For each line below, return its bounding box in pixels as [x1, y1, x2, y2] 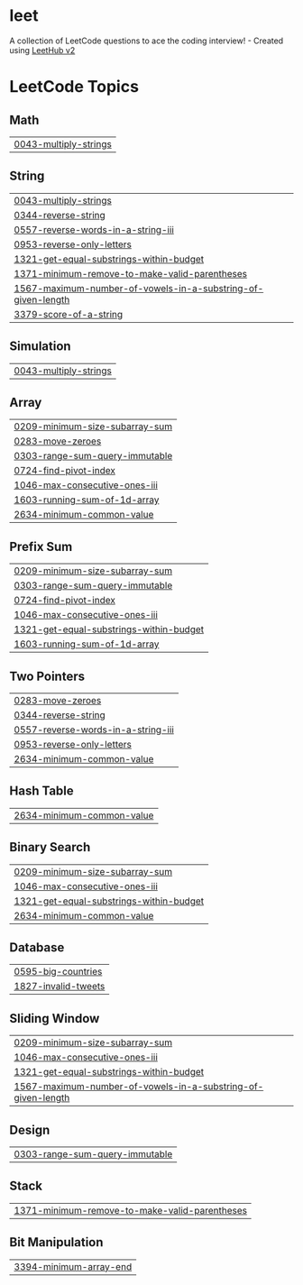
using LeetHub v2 [9, 44, 76, 55]
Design [9, 1122, 50, 1137]
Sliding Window [9, 1011, 100, 1026]
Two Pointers [9, 668, 86, 684]
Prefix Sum [9, 538, 73, 555]
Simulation [9, 339, 71, 354]
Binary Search [9, 840, 91, 855]
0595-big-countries [14, 966, 103, 978]
